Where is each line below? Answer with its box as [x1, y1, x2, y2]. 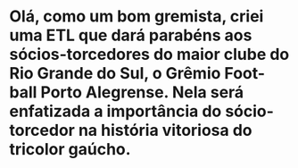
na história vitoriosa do [78, 121, 252, 140]
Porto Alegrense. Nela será [39, 82, 244, 103]
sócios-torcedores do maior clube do [9, 45, 290, 64]
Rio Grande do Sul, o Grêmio [9, 63, 221, 84]
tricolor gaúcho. [9, 139, 131, 160]
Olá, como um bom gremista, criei [9, 6, 264, 27]
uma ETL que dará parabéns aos [9, 25, 252, 46]
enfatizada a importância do [9, 101, 222, 122]
